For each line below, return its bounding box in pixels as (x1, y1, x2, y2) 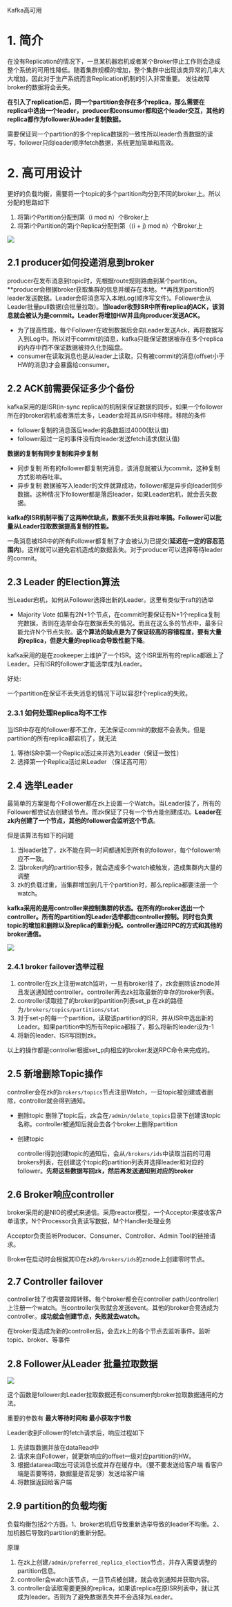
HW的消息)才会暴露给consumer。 (17, 360, 114, 369)
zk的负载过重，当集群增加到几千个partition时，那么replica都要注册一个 (17, 880, 219, 889)
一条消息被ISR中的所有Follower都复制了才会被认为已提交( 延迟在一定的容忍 (7, 536, 219, 545)
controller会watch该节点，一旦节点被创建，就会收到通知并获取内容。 (17, 1575, 213, 1583)
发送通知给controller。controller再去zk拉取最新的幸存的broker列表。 (23, 988, 218, 996)
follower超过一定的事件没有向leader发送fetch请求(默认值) (17, 434, 180, 443)
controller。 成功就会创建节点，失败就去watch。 (7, 1312, 144, 1321)
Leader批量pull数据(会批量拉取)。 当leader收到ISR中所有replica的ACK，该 (7, 302, 219, 310)
